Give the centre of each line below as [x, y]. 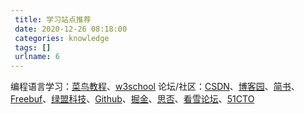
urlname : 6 [37, 57]
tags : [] [33, 47]
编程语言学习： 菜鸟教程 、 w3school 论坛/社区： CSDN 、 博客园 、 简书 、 [155, 87]
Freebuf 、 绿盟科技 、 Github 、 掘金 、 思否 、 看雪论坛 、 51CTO [132, 99]
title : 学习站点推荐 [53, 19]
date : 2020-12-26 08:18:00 [71, 29]
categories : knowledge [62, 38]
